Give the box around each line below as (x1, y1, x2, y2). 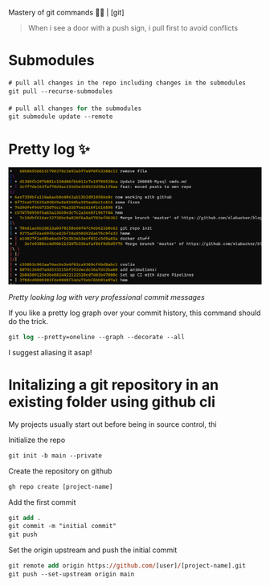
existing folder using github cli (8, 393, 215, 412)
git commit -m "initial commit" (8, 522, 117, 531)
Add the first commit (8, 497, 76, 506)
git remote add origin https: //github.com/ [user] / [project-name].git (8, 562, 247, 570)
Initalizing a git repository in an (8, 376, 219, 394)
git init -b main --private (8, 451, 103, 460)
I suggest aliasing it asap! (8, 347, 92, 357)
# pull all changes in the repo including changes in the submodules (8, 79, 247, 87)
